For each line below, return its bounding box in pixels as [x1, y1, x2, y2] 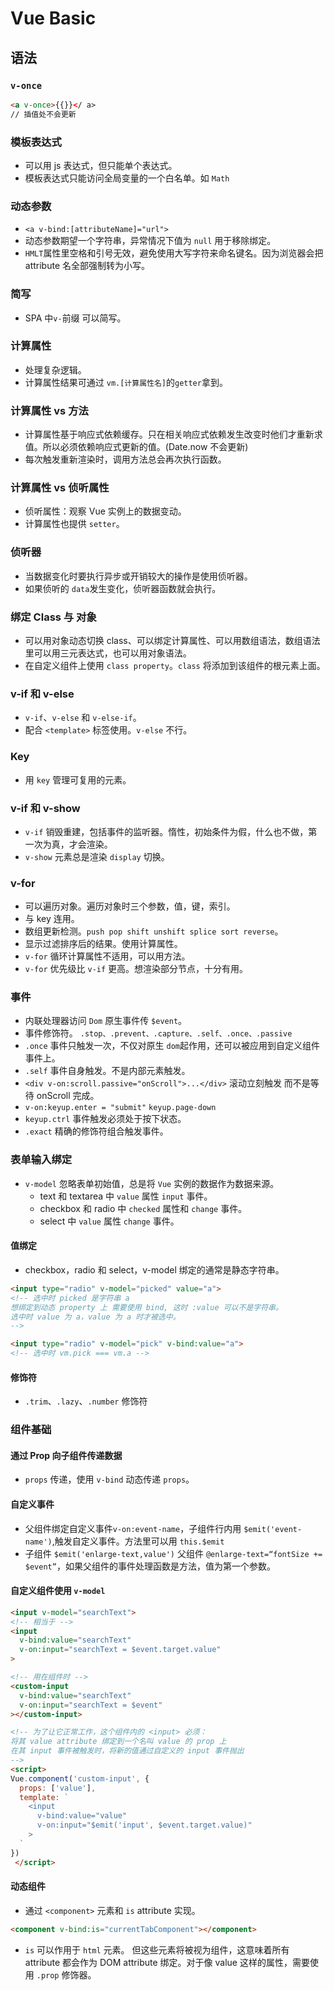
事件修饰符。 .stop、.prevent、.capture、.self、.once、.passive [24, 1027, 293, 1039]
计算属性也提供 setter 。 [24, 518, 125, 530]
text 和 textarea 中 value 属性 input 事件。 [39, 1190, 213, 1202]
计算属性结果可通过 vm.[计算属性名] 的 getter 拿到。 [24, 376, 228, 388]
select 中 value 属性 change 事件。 [39, 1215, 180, 1227]
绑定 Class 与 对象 [10, 610, 97, 624]
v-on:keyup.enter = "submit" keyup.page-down [24, 1103, 217, 1113]
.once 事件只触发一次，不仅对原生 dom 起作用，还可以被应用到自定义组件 [24, 1040, 320, 1052]
